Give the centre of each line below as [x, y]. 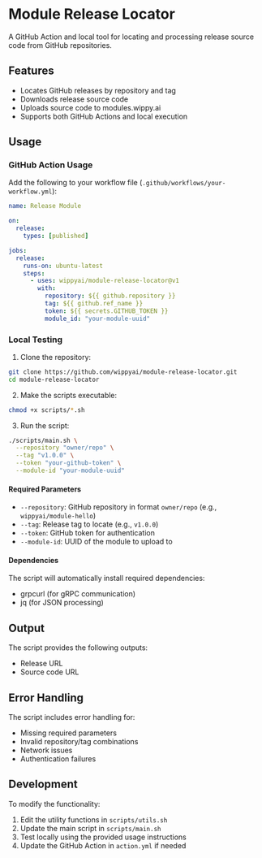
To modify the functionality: [54, 804]
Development [43, 784]
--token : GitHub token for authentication [88, 533]
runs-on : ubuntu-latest [63, 266]
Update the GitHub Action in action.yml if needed [103, 845]
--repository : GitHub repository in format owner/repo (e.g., [118, 507]
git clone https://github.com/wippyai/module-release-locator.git [123, 372]
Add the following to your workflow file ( [75, 183]
